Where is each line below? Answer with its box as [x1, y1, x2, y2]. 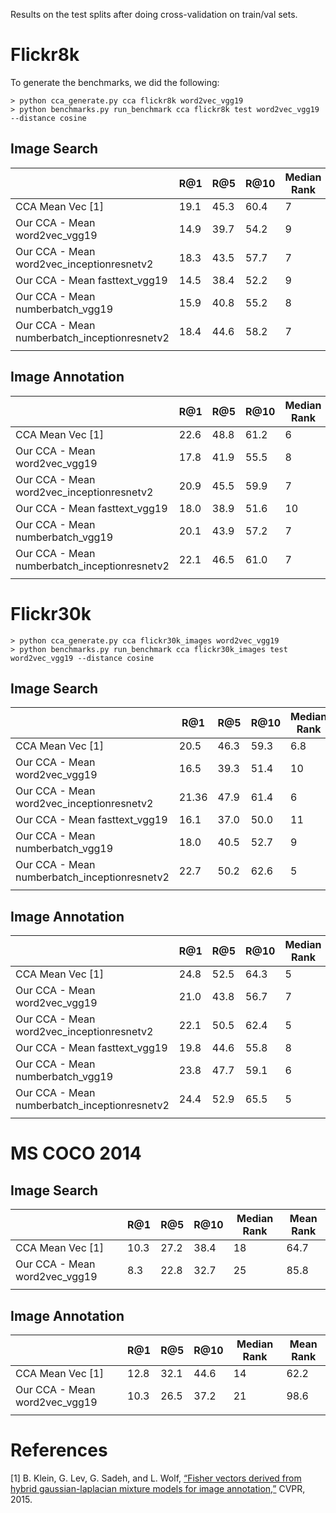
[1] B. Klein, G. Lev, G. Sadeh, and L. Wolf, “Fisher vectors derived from [10, 1472, 302, 1484]
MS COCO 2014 [10, 1142, 142, 1165]
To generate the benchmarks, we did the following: [10, 76, 220, 88]
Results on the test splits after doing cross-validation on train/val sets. [10, 9, 298, 20]
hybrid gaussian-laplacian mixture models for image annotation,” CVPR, [10, 1482, 306, 1494]
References [10, 1439, 108, 1462]
